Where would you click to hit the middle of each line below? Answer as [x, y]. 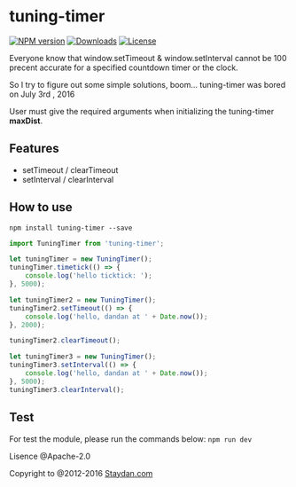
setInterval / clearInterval [68, 179]
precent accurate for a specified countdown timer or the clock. [124, 67]
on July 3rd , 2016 [42, 94]
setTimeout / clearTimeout [70, 169]
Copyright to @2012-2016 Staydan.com [81, 473]
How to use [41, 207]
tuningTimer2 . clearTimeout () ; [65, 341]
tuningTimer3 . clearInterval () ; [67, 389]
